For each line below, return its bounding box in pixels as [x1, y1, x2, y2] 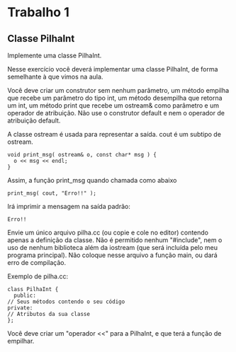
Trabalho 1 [7, 4, 69, 21]
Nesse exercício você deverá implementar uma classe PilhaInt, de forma [7, 65, 218, 73]
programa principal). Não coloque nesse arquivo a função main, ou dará [7, 251, 218, 259]
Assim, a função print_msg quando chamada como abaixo [7, 176, 177, 184]
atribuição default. [7, 116, 61, 125]
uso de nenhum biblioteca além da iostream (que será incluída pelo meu [7, 244, 218, 251]
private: [7, 305, 33, 312]
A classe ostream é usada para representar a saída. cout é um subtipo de [7, 130, 222, 138]
